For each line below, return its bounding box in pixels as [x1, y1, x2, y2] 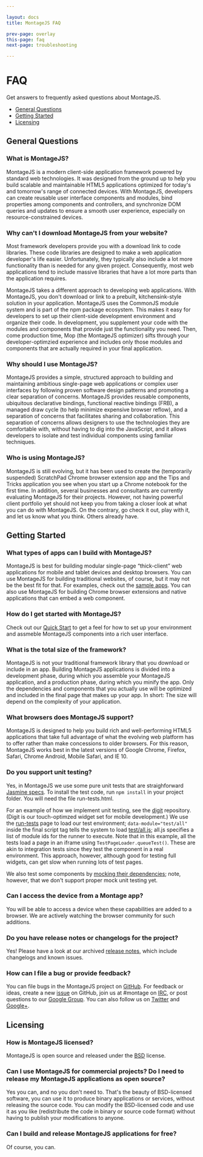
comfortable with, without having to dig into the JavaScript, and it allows [6, 425, 187, 433]
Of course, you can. [6, 1143, 56, 1150]
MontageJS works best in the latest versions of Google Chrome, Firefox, [6, 746, 187, 754]
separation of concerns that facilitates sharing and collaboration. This [6, 412, 180, 420]
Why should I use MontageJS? [6, 360, 98, 368]
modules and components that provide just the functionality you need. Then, [6, 325, 198, 333]
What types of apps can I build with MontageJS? [6, 548, 152, 557]
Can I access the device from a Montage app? [6, 892, 144, 900]
